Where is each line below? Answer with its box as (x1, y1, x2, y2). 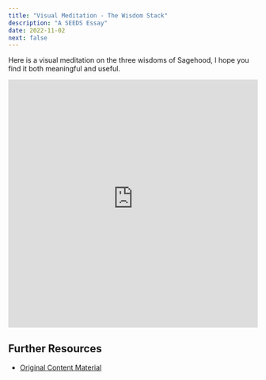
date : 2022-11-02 (8, 26, 66, 34)
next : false (8, 33, 47, 42)
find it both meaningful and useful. (8, 64, 121, 74)
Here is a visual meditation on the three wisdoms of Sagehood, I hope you (8, 56, 249, 65)
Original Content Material (19, 363, 102, 373)
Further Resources (8, 342, 102, 355)
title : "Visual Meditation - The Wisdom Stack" (8, 11, 169, 20)
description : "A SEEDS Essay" (8, 19, 108, 27)
